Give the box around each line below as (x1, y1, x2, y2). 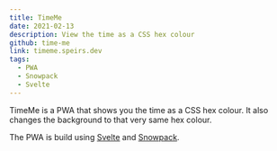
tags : (9, 55, 30, 64)
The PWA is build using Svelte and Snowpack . (9, 131, 180, 142)
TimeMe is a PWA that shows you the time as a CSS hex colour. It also (9, 104, 269, 115)
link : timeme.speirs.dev (9, 47, 103, 56)
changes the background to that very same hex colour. (9, 114, 212, 125)
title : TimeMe (9, 13, 63, 22)
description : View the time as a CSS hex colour (9, 30, 195, 39)
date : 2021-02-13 (9, 22, 75, 31)
